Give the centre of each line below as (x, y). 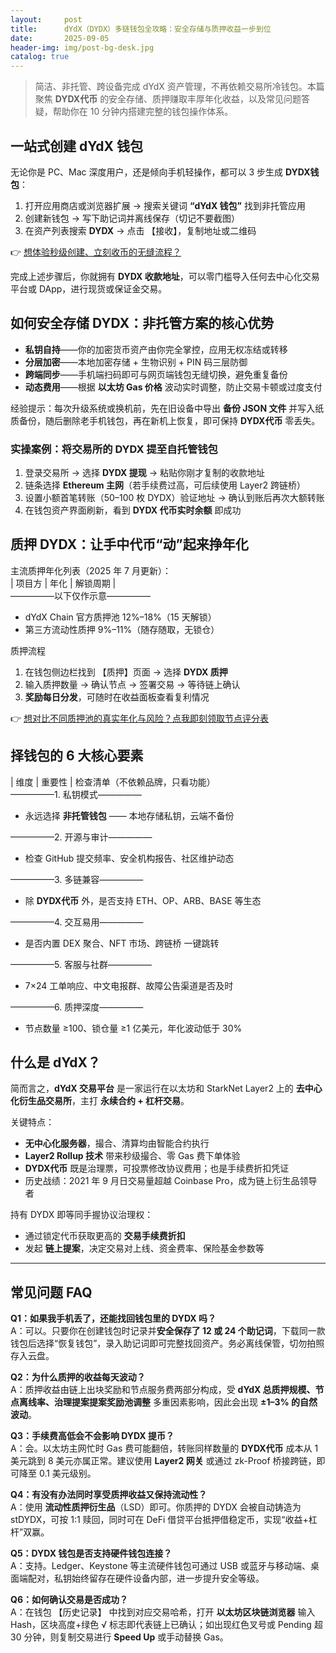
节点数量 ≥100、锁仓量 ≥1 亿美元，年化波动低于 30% (133, 1028)
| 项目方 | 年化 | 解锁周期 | (63, 583)
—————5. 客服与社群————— (81, 964)
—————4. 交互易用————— (77, 922)
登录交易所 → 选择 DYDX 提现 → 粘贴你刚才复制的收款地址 (144, 473)
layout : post (46, 19)
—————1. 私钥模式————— (76, 794)
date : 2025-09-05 (60, 38)
